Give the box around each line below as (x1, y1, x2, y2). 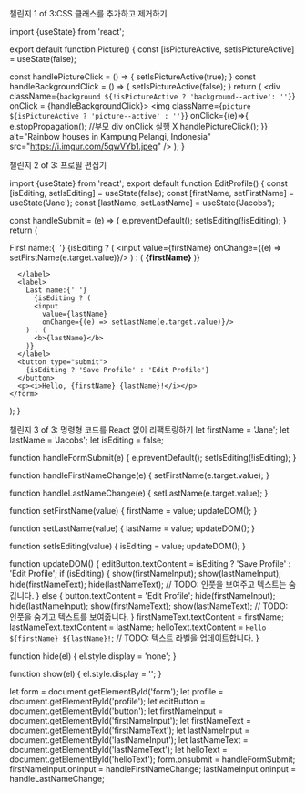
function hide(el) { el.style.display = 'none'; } (9, 651, 177, 662)
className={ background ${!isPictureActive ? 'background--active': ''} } (9, 90, 296, 101)
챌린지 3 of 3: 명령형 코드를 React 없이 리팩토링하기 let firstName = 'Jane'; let (9, 424, 290, 435)
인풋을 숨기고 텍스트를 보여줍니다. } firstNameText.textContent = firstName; (9, 611, 284, 622)
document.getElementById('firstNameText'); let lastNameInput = (9, 725, 250, 736)
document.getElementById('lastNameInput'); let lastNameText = (9, 735, 249, 746)
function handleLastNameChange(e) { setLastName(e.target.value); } (9, 487, 269, 498)
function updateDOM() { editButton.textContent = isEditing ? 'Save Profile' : (9, 558, 291, 569)
